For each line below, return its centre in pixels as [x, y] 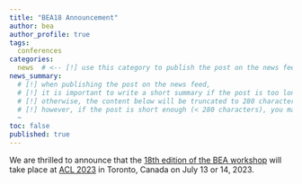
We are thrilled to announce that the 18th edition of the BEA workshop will [146, 160]
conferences [40, 51]
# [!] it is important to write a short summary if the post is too [148, 92]
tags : [19, 43]
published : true [40, 135]
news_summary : [36, 76]
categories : [31, 59]
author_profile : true [50, 34]
